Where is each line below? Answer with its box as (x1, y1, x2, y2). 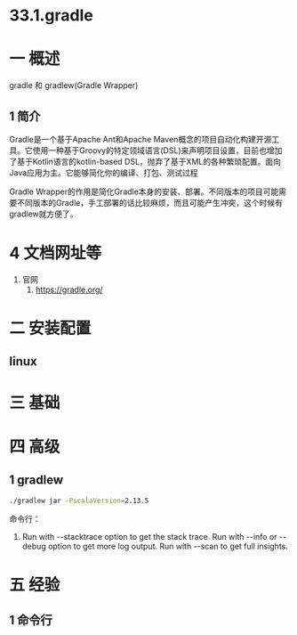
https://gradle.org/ (35, 284, 104, 295)
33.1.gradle (9, 5, 93, 26)
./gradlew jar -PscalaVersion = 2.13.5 (9, 496, 149, 505)
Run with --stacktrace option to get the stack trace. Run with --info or (21, 531, 277, 541)
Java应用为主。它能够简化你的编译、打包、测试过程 (9, 167, 198, 178)
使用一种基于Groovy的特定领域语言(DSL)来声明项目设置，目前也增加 (32, 144, 283, 156)
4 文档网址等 (9, 243, 102, 264)
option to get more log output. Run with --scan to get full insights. (47, 541, 289, 551)
